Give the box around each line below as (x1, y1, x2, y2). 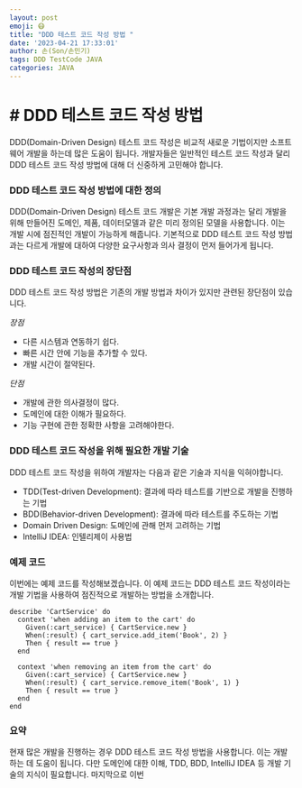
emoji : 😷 (9, 22, 45, 31)
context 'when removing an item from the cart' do (17, 663, 212, 672)
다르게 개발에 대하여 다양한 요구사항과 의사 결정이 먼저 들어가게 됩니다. (25, 240, 274, 251)
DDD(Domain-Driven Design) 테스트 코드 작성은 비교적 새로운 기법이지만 (9, 136, 269, 147)
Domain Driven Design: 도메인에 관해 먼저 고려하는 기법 (22, 519, 221, 530)
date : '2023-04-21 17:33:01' (9, 38, 119, 48)
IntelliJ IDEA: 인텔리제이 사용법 (22, 531, 133, 542)
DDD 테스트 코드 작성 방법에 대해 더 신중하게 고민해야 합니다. (9, 159, 224, 170)
